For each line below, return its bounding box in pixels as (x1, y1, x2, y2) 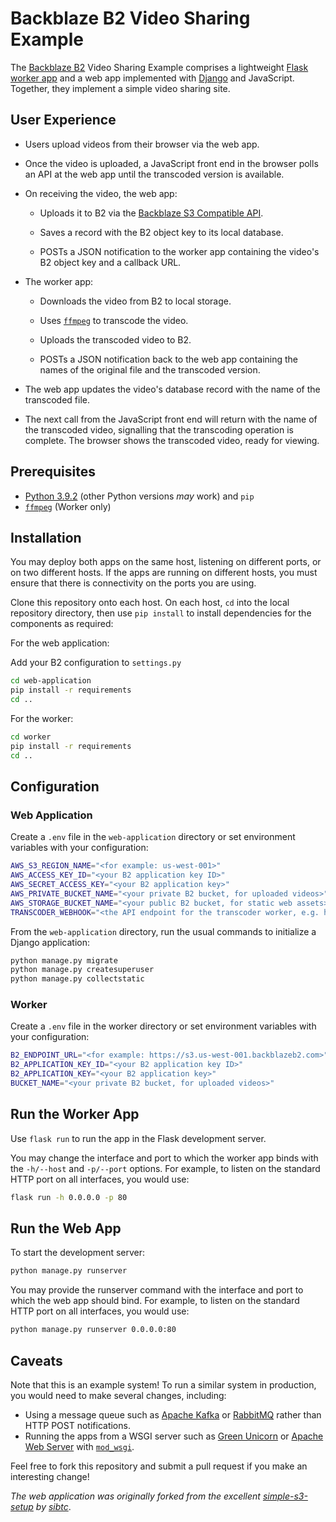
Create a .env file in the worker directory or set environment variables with (10, 1020, 317, 1032)
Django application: (10, 936, 90, 948)
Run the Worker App (10, 1106, 140, 1123)
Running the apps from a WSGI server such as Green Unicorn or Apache (24, 1430, 324, 1442)
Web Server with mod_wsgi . (24, 1441, 135, 1453)
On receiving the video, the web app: (24, 187, 178, 199)
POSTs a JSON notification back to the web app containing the (39, 353, 299, 365)
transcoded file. (24, 393, 90, 406)
